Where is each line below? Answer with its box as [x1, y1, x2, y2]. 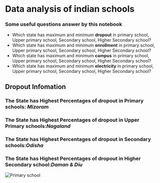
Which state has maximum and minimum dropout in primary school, [12, 32, 149, 38]
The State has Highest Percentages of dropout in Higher [5, 155, 141, 162]
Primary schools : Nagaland [5, 122, 71, 129]
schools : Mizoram [5, 103, 49, 110]
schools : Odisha [5, 142, 44, 149]
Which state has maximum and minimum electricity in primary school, [12, 63, 154, 69]
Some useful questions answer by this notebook [5, 21, 122, 28]
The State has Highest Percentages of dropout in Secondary [5, 136, 151, 142]
